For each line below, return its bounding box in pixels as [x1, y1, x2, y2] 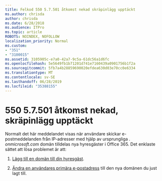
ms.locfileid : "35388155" [5, 83, 57, 89]
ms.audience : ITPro [5, 25, 45, 30]
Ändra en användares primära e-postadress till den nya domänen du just [12, 165, 157, 171]
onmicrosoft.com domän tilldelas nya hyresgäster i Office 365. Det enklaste [5, 141, 156, 147]
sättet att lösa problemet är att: [5, 147, 67, 152]
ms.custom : [5, 43, 27, 48]
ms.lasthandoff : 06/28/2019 [5, 79, 62, 84]
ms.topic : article [5, 30, 42, 34]
